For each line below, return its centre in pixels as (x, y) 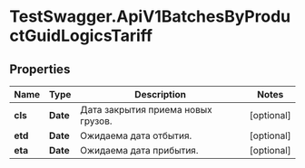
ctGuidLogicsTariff (81, 36)
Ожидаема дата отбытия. (136, 135)
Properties (40, 69)
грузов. (96, 121)
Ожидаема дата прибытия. (139, 150)
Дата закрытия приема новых (147, 110)
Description (161, 94)
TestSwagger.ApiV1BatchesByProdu (150, 17)
